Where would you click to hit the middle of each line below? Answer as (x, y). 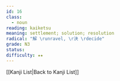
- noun (19, 22)
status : (16, 50)
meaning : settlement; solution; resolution (60, 33)
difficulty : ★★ (25, 55)
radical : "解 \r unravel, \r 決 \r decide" (55, 39)
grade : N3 (18, 45)
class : (14, 17)
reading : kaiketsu (29, 28)
